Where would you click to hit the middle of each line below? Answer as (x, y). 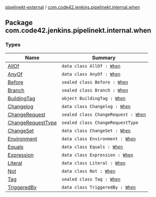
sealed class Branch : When (95, 90)
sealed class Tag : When (91, 179)
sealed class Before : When (95, 82)
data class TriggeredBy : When (99, 187)
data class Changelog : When (96, 106)
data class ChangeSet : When (96, 131)
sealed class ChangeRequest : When (104, 114)
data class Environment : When (99, 139)
